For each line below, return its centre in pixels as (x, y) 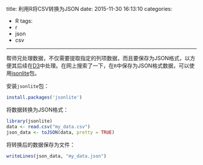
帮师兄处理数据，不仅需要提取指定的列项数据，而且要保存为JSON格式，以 (98, 58)
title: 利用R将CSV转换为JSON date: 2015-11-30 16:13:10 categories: (89, 9)
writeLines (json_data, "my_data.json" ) (56, 156)
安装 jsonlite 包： (28, 86)
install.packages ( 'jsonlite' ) (44, 98)
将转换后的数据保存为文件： (41, 145)
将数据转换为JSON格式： (37, 110)
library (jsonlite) (29, 121)
